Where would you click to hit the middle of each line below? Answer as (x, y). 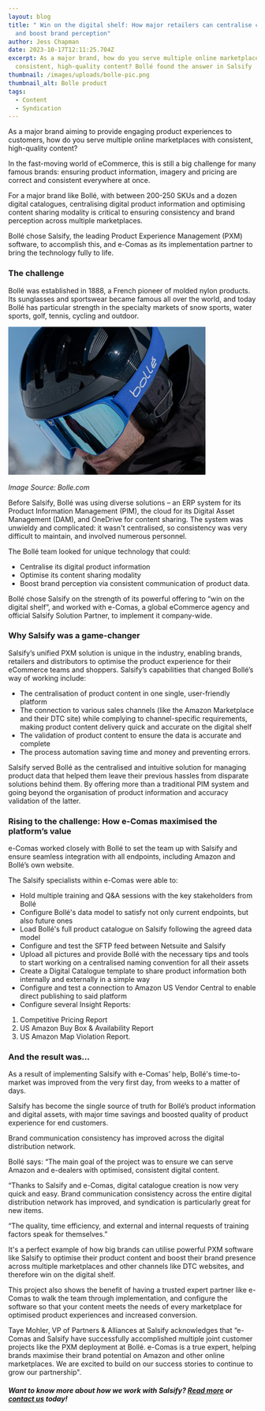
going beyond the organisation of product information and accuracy (118, 792)
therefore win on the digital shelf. (62, 1275)
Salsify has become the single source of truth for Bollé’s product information (132, 1106)
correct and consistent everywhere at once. (79, 181)
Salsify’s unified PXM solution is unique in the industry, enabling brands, (125, 653)
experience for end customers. (58, 1123)
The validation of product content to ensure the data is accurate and (131, 735)
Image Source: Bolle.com (49, 487)
